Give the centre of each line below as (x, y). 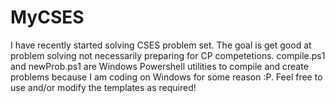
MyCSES (47, 17)
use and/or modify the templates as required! (103, 87)
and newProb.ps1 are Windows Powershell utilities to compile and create (159, 66)
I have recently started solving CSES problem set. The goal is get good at (161, 45)
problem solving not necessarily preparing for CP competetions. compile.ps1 (168, 55)
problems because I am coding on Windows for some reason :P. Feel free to (166, 77)
